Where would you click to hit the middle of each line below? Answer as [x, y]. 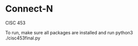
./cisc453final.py [23, 38]
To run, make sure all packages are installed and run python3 [69, 32]
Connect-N [29, 9]
